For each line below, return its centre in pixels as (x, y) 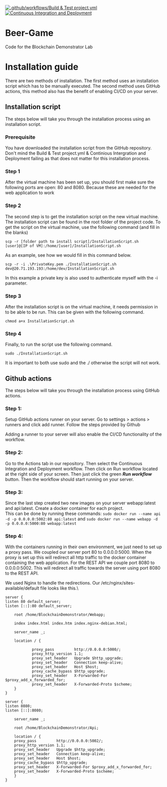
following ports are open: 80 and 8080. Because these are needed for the (81, 188)
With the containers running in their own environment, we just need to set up (83, 547)
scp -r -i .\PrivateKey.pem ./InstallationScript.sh (61, 264)
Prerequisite (20, 137)
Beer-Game (29, 33)
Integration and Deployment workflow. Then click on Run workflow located (82, 469)
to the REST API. (22, 573)
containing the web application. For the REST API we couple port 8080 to (80, 563)
